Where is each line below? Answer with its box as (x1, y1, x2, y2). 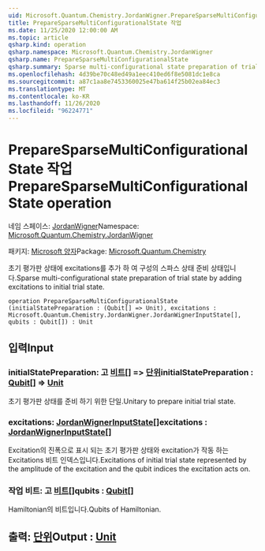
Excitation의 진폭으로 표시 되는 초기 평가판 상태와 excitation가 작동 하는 (8, 445, 229, 455)
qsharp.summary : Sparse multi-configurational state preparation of (8, 63, 238, 71)
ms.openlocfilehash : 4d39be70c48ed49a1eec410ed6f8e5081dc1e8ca (8, 70, 221, 78)
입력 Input (8, 341, 54, 355)
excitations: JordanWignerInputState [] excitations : (8, 416, 207, 427)
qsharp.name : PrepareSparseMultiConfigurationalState (8, 56, 189, 64)
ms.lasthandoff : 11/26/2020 (8, 99, 101, 107)
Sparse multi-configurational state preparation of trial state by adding (16, 273, 242, 283)
